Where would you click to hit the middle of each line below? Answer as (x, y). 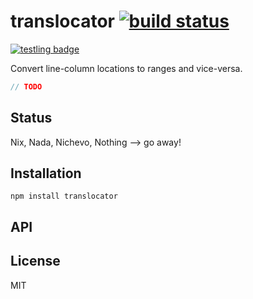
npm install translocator (64, 196)
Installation (46, 173)
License (35, 261)
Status (31, 118)
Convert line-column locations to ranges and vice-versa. (126, 68)
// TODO (26, 86)
